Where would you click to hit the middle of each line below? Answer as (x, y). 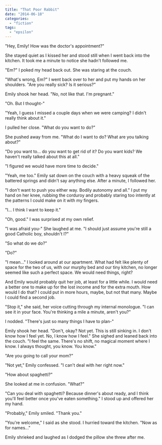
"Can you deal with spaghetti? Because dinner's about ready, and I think (77, 393)
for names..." (18, 428)
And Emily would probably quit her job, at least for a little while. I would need (81, 282)
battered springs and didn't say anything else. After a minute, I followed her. (81, 181)
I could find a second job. (30, 297)
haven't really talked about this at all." (42, 157)
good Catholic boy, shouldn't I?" (37, 234)
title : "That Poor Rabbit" (32, 9)
